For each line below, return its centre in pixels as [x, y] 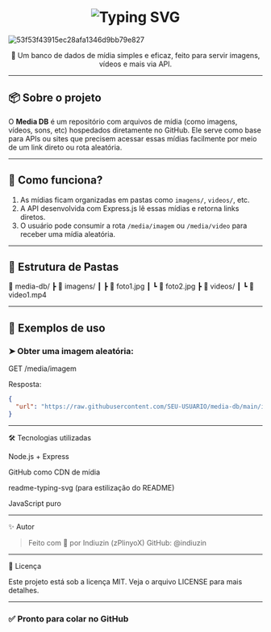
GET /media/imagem [42, 369]
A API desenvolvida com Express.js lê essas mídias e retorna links [129, 208]
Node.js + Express [39, 456]
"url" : [27, 407]
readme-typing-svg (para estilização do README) [92, 487]
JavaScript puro [35, 503]
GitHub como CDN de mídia [54, 472]
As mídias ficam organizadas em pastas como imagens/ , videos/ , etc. [135, 200]
